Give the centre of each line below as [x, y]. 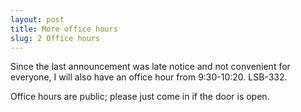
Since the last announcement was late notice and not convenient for [150, 67]
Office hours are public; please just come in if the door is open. [140, 97]
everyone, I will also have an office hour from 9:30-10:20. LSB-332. [149, 77]
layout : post [37, 19]
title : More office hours [64, 29]
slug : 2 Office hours [55, 38]
